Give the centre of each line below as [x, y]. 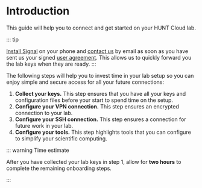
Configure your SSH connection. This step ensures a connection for [100, 119]
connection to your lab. [44, 113]
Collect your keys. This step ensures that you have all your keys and [100, 93]
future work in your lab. [44, 125]
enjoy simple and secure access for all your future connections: [85, 82]
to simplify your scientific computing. [61, 138]
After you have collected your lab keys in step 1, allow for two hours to [94, 161]
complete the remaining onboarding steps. [59, 168]
